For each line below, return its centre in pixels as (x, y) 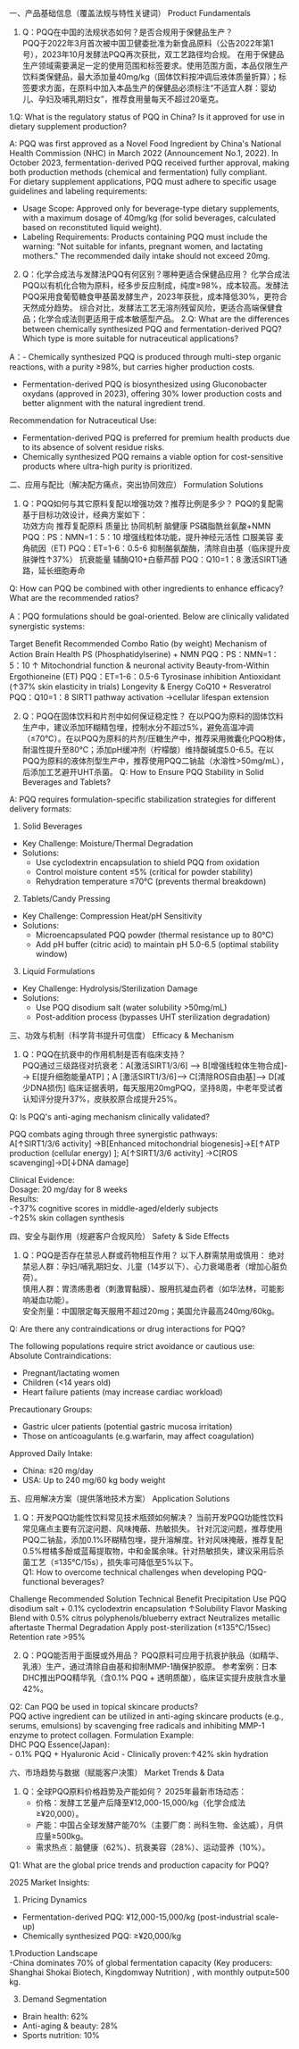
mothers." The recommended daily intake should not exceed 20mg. (146, 256)
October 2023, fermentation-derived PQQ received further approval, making (149, 162)
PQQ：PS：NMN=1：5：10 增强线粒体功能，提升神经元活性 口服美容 (148, 537)
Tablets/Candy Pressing (66, 899)
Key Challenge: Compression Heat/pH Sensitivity (112, 916)
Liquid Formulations (58, 971)
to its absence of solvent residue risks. (93, 447)
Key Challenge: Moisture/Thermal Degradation (108, 843)
